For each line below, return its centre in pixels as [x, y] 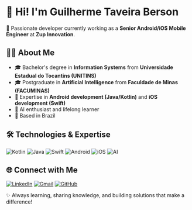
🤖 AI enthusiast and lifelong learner [57, 109]
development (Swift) [40, 103]
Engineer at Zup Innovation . [40, 34]
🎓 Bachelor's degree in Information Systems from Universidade [94, 67]
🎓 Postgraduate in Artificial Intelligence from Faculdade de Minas [96, 82]
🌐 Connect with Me [42, 170]
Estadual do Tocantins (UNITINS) [55, 75]
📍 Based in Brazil [35, 115]
